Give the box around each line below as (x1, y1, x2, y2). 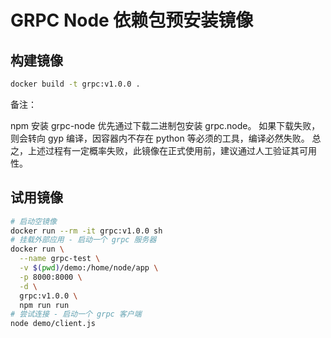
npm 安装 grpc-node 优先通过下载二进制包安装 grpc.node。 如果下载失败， (10, 119, 321, 131)
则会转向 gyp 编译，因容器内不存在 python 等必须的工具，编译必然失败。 (10, 132, 310, 144)
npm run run (19, 300, 70, 310)
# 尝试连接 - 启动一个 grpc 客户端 (10, 309, 142, 320)
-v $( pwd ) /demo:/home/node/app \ (19, 263, 159, 273)
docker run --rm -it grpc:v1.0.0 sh (10, 226, 163, 236)
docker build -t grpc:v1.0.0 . (10, 79, 141, 89)
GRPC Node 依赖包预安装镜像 (10, 9, 254, 32)
